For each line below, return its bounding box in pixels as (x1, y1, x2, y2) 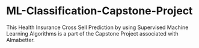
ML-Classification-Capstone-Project (6, 4, 193, 18)
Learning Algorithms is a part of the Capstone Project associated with (6, 30, 179, 37)
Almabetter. (6, 36, 35, 43)
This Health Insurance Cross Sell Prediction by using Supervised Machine (6, 24, 189, 31)
